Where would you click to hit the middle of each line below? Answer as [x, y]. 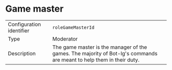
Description [22, 53]
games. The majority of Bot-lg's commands [105, 53]
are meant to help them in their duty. [96, 60]
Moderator [65, 39]
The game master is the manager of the [100, 47]
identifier [19, 30]
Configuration [24, 24]
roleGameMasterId [73, 27]
